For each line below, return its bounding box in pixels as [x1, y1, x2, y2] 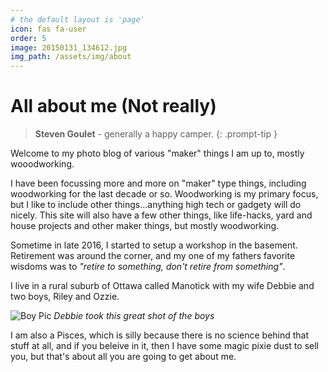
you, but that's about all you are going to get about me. [10, 351, 237, 363]
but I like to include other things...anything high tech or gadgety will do [10, 199, 302, 211]
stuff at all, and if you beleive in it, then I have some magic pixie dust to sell [10, 340, 319, 352]
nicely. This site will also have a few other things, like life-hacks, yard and [10, 209, 313, 221]
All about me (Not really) [10, 95, 217, 118]
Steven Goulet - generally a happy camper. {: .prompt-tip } [34, 128, 278, 140]
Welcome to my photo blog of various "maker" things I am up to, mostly [10, 147, 305, 160]
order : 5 [10, 33, 47, 43]
